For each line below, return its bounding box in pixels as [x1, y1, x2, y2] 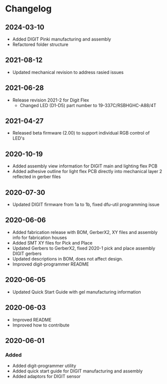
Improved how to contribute [12, 322, 70, 328]
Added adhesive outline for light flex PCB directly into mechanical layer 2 [12, 168, 163, 174]
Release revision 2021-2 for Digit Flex [12, 97, 89, 103]
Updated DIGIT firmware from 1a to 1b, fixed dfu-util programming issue [12, 201, 160, 207]
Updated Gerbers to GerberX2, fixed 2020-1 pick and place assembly [12, 245, 156, 251]
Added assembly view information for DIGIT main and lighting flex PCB [12, 163, 158, 169]
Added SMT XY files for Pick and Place [12, 239, 93, 245]
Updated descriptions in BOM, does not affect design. [12, 255, 123, 261]
